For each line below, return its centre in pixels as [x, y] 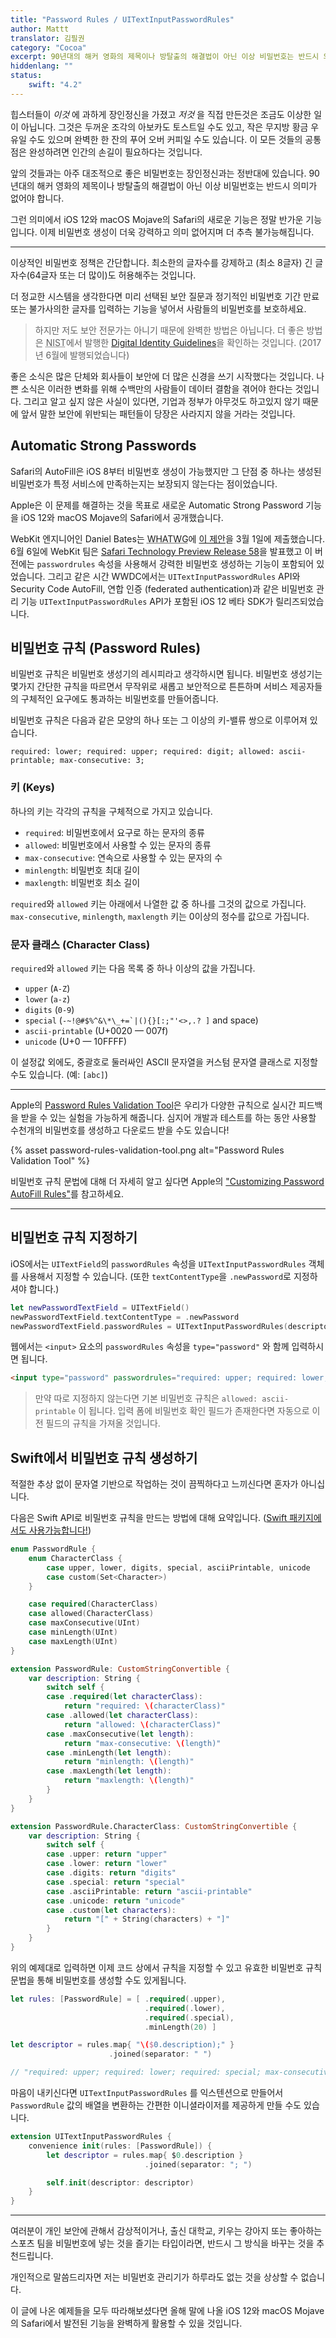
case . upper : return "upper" [107, 1854]
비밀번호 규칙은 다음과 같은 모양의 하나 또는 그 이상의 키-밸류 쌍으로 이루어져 [159, 720]
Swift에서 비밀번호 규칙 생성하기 [104, 1457]
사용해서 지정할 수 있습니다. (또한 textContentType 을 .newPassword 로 [156, 1276]
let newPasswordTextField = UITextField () [100, 1307]
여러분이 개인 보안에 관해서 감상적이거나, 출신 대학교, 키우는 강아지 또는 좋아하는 [166, 2231]
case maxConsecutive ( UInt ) [84, 1623]
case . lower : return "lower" [107, 1864]
